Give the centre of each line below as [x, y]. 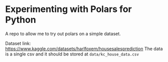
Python [21, 20]
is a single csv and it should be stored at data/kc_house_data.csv [72, 54]
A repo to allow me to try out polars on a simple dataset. [63, 33]
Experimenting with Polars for [68, 9]
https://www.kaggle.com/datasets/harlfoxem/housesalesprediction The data [84, 48]
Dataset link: [18, 43]
